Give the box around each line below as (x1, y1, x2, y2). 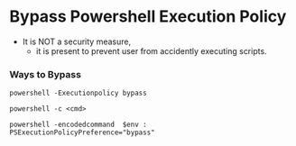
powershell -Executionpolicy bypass (9, 88, 147, 98)
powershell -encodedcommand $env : (9, 120, 147, 130)
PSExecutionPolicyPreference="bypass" (9, 128, 155, 137)
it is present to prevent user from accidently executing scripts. (35, 45, 268, 56)
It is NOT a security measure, (22, 36, 132, 47)
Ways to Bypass (9, 68, 81, 80)
